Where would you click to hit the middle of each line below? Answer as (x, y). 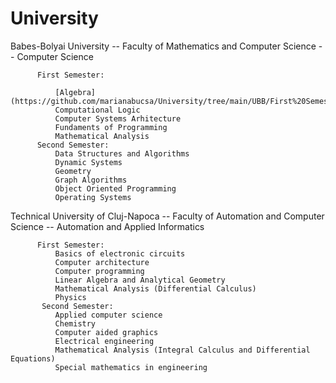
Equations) (33, 358)
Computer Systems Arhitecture (118, 118)
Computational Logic (97, 110)
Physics (70, 297)
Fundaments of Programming (111, 127)
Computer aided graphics (106, 332)
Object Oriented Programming (115, 188)
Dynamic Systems (88, 162)
